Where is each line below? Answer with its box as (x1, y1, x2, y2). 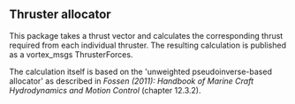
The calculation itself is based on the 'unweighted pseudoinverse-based (9, 66, 272, 77)
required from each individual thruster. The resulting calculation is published (9, 40, 287, 50)
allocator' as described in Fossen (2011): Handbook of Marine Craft (9, 75, 254, 86)
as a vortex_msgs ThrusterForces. (9, 48, 133, 60)
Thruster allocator (9, 7, 112, 22)
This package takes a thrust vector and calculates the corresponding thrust (9, 30, 284, 41)
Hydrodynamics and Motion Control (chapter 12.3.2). (9, 85, 201, 95)
